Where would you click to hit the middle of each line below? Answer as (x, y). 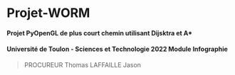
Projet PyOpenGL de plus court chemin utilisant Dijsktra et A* (100, 33)
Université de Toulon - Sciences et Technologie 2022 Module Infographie (117, 49)
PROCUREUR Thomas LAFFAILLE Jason (83, 64)
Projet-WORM (48, 13)
